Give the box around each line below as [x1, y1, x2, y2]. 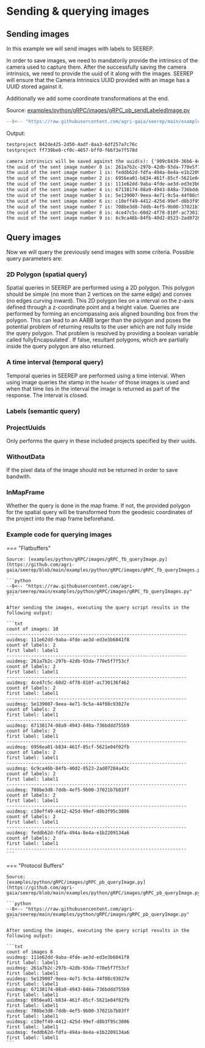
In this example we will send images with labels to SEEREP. [6, 45, 154, 52]
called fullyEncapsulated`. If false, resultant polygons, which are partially [6, 336, 189, 344]
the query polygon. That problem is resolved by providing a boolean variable [6, 330, 199, 337]
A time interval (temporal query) [6, 358, 104, 366]
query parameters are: [6, 255, 63, 262]
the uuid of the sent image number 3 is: [6, 181, 113, 188]
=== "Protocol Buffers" [6, 862, 65, 869]
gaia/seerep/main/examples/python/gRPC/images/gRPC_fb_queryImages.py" [6, 588, 192, 594]
